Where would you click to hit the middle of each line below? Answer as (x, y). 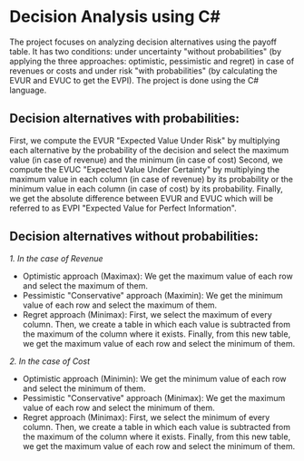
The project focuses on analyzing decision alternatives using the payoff (143, 42)
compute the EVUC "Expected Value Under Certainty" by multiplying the (144, 169)
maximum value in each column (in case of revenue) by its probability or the (151, 179)
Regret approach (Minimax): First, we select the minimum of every (146, 417)
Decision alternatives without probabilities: (134, 236)
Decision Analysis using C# (115, 17)
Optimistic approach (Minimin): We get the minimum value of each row (154, 378)
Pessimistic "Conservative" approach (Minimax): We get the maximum (154, 397)
